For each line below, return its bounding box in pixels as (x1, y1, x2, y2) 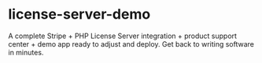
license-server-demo (8, 5, 151, 23)
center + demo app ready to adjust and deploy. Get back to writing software (8, 39, 254, 48)
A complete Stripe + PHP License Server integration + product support (8, 31, 238, 40)
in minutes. (8, 47, 44, 57)
